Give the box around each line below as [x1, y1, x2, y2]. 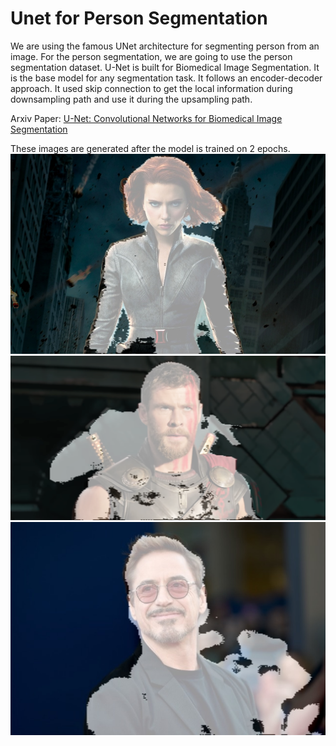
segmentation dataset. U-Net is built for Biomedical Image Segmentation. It [10, 61, 320, 73]
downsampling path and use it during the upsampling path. [10, 93, 253, 105]
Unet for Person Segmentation [10, 7, 268, 30]
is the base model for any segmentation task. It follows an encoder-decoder [10, 72, 323, 84]
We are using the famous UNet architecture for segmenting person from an [10, 40, 320, 52]
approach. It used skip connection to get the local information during [10, 82, 293, 94]
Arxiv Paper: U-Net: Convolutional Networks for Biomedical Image [10, 112, 283, 124]
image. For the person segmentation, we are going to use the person [10, 50, 293, 62]
